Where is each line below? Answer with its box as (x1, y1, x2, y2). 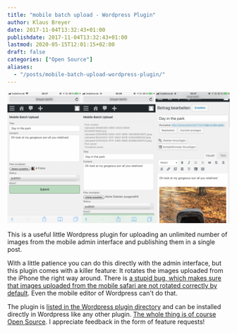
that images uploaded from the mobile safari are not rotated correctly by (7, 281, 217, 289)
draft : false (7, 49, 46, 56)
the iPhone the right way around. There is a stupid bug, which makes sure (7, 274, 222, 282)
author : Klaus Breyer (7, 18, 71, 26)
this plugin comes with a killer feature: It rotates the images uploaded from (7, 266, 224, 274)
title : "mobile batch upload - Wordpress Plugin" (7, 11, 157, 18)
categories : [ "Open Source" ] (7, 56, 93, 63)
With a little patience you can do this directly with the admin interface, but (7, 258, 222, 267)
